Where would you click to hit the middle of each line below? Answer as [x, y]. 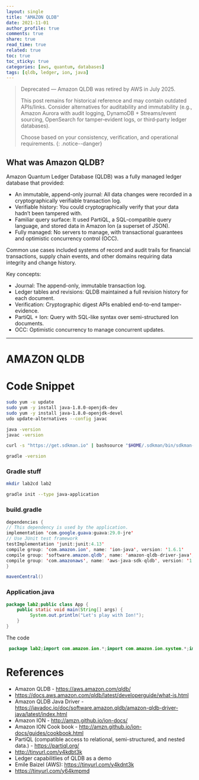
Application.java [30, 592]
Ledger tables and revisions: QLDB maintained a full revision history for [101, 292]
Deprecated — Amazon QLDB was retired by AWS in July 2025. [98, 89]
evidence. [27, 311]
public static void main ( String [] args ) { [70, 610]
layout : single [25, 12]
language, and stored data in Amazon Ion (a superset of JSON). [92, 226]
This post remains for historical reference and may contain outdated [103, 101]
